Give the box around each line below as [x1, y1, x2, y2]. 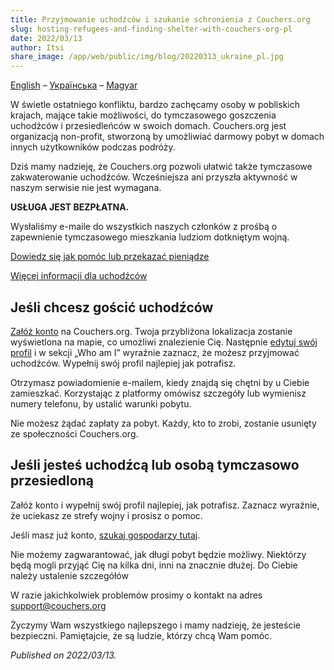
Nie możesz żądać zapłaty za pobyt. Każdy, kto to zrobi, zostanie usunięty [10, 417, 317, 429]
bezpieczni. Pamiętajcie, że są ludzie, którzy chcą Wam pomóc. [10, 629, 273, 641]
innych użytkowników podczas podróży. [10, 141, 176, 153]
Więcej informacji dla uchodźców [10, 270, 148, 282]
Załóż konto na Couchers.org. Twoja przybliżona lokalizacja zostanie [10, 325, 293, 337]
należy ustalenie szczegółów [10, 569, 129, 581]
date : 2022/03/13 [10, 33, 83, 43]
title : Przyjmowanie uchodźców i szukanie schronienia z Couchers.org [10, 14, 311, 25]
